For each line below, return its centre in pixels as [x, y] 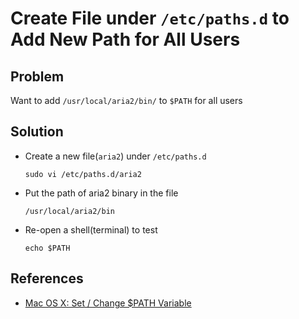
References [47, 278]
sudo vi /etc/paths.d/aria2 [83, 174]
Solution [37, 132]
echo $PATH [47, 248]
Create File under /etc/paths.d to [150, 18]
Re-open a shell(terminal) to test [91, 229]
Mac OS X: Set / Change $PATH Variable [108, 303]
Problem [37, 76]
